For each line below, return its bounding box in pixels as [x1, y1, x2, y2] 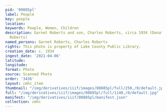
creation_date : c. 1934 [5, 49, 55, 54]
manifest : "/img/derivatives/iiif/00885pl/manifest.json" [5, 95, 128, 100]
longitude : [5, 62, 28, 67]
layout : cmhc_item [5, 81, 43, 86]
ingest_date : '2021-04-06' [5, 53, 61, 58]
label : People [5, 12, 35, 17]
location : [5, 21, 26, 26]
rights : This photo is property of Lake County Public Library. [5, 44, 141, 49]
